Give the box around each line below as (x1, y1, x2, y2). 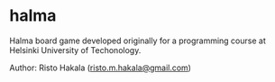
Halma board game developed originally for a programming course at (9, 35, 266, 46)
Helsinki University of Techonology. (9, 44, 142, 55)
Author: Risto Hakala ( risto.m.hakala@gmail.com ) (9, 62, 192, 73)
